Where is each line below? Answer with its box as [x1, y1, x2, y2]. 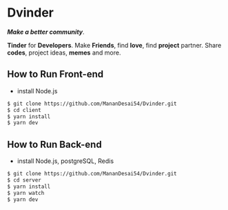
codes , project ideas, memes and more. [7, 48, 121, 57]
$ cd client [7, 106, 41, 113]
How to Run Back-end [7, 138, 102, 150]
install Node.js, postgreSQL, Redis [17, 157, 114, 165]
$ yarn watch [7, 189, 45, 196]
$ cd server [7, 176, 41, 184]
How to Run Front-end [7, 68, 104, 80]
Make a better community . [7, 28, 85, 36]
